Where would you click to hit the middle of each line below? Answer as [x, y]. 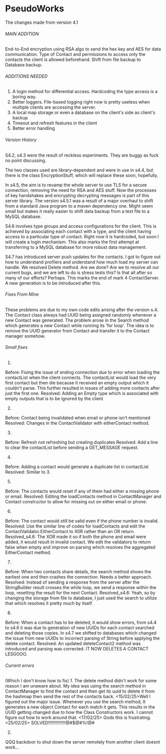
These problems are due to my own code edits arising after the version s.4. [82, 310]
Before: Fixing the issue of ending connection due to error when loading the [83, 372]
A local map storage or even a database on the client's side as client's [84, 112]
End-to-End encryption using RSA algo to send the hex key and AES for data [83, 49]
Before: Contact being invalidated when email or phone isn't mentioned [78, 418]
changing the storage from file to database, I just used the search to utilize [81, 598]
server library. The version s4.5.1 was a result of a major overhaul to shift [79, 201]
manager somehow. [25, 336]
